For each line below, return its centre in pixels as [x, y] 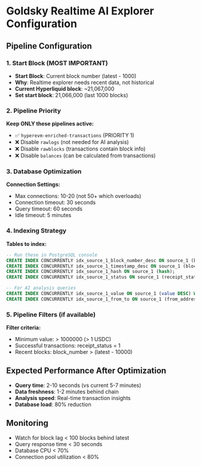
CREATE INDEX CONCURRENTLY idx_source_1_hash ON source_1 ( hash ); [91, 272]
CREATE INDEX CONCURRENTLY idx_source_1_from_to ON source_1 [84, 299]
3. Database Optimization [44, 172]
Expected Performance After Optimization [86, 371]
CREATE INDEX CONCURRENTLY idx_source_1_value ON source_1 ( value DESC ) [99, 294]
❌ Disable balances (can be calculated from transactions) [85, 156]
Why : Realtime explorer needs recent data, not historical [84, 82]
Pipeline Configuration [49, 46]
